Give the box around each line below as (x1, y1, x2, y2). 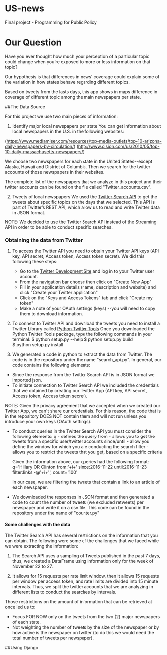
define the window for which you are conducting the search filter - (12, 444, 149, 450)
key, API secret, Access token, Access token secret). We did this (12, 253, 145, 259)
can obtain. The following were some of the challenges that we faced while (5, 538, 159, 544)
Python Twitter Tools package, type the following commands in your (12, 331, 153, 337)
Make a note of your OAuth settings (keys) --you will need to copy (19, 305, 156, 312)
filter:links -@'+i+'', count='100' (12, 469, 78, 475)
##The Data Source (5, 103, 46, 110)
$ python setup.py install (12, 342, 64, 348)
